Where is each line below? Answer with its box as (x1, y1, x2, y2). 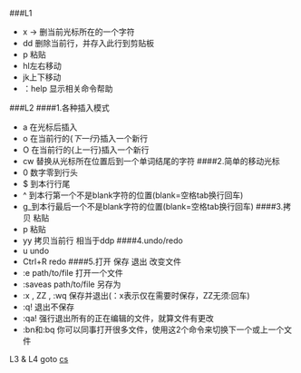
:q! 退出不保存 (22, 301, 75, 312)
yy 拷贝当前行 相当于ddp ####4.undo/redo (22, 235, 183, 246)
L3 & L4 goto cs (9, 354, 69, 364)
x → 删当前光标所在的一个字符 (22, 26, 135, 37)
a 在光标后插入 (22, 122, 78, 133)
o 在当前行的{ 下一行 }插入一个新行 (22, 133, 149, 143)
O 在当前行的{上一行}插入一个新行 (22, 144, 150, 155)
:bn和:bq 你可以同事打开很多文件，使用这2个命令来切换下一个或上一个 (22, 324, 285, 335)
